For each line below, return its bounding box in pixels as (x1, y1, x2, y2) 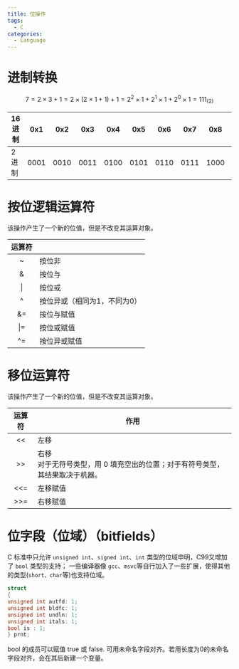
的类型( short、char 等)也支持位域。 (7, 571, 109, 579)
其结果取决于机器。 (37, 470, 102, 480)
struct (7, 585, 27, 592)
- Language (14, 37, 46, 44)
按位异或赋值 (39, 336, 83, 346)
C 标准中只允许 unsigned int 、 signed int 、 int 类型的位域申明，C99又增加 (7, 553, 228, 562)
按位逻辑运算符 (7, 199, 95, 215)
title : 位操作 (7, 10, 46, 18)
